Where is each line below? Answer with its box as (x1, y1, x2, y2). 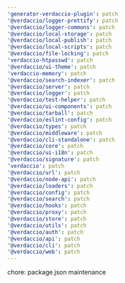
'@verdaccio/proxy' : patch (7, 209, 87, 216)
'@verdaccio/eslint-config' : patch (7, 116, 112, 123)
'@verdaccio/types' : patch (7, 122, 87, 130)
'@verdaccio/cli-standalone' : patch (7, 136, 115, 143)
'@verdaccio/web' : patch (7, 248, 81, 256)
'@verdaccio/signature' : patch (7, 156, 100, 164)
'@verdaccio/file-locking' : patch (7, 50, 109, 58)
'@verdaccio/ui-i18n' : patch (7, 149, 93, 156)
